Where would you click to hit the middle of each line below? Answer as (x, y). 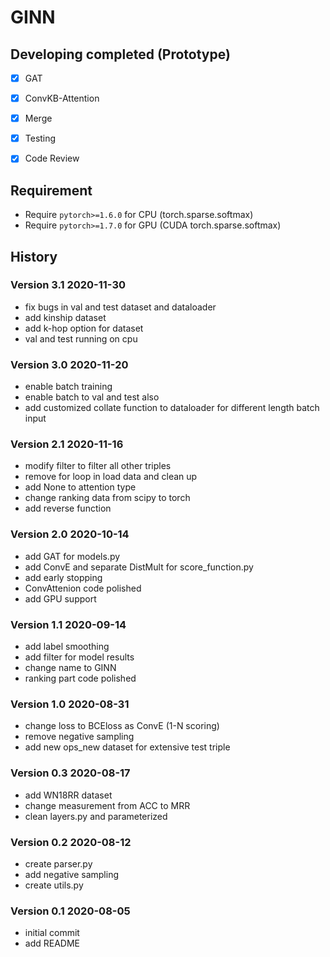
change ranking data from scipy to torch (107, 498)
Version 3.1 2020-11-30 (68, 285)
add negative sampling (72, 874)
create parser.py (58, 863)
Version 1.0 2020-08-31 (70, 704)
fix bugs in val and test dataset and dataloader (120, 307)
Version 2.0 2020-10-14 (70, 534)
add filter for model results (79, 657)
